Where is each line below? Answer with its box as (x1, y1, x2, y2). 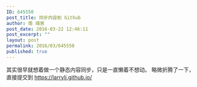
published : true (6, 49, 47, 55)
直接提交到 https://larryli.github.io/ (6, 74, 92, 81)
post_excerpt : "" (6, 32, 50, 38)
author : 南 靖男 (6, 20, 45, 26)
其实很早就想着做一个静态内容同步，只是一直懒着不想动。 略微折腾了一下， (6, 66, 195, 73)
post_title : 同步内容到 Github (6, 15, 81, 21)
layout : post (6, 37, 40, 43)
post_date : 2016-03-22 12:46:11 (6, 26, 88, 32)
